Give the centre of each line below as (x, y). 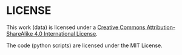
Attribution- (161, 27)
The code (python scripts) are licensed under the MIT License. (84, 45)
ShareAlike (20, 33)
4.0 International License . (66, 33)
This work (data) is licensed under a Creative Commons (76, 27)
